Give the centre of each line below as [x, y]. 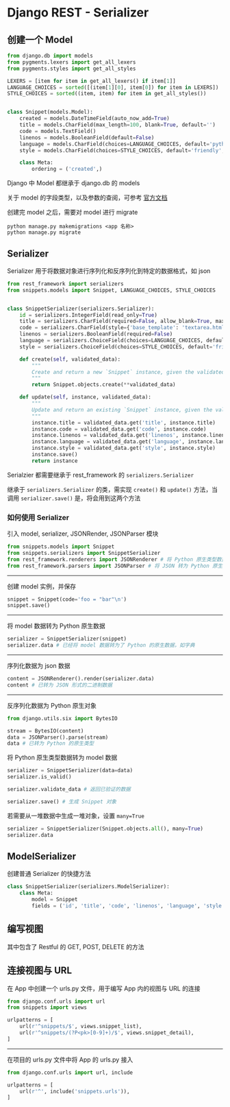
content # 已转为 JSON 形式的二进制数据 [60, 685]
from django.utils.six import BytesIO [62, 718]
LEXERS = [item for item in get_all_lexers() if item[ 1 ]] [91, 81]
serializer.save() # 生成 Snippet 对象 [62, 801]
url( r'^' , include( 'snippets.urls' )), [75, 1091]
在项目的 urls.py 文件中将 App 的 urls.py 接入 [70, 1059]
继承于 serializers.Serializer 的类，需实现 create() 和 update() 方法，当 [112, 489]
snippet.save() [29, 606]
